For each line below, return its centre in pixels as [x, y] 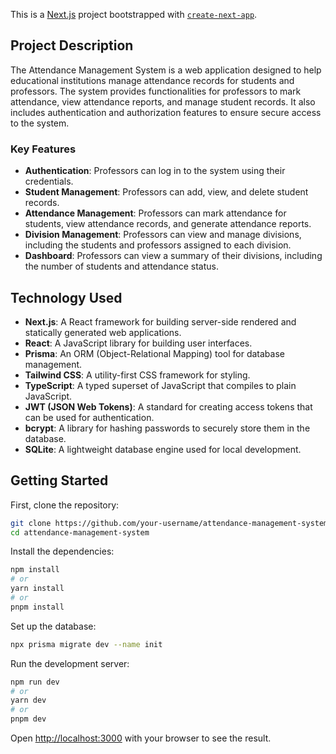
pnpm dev [28, 719]
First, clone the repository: [65, 505]
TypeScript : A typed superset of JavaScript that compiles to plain [160, 385]
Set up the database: [53, 626]
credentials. [49, 181]
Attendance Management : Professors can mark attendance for [155, 213]
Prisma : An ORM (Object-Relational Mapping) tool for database [154, 353]
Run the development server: [70, 663]
